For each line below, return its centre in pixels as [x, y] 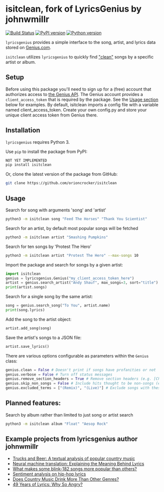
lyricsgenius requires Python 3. [38, 142]
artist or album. [21, 62]
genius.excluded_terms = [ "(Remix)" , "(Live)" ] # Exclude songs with [78, 388]
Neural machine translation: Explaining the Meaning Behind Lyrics [78, 463]
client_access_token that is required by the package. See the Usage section [82, 99]
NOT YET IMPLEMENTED [27, 160]
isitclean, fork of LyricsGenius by [73, 9]
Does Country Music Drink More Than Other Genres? [66, 479]
